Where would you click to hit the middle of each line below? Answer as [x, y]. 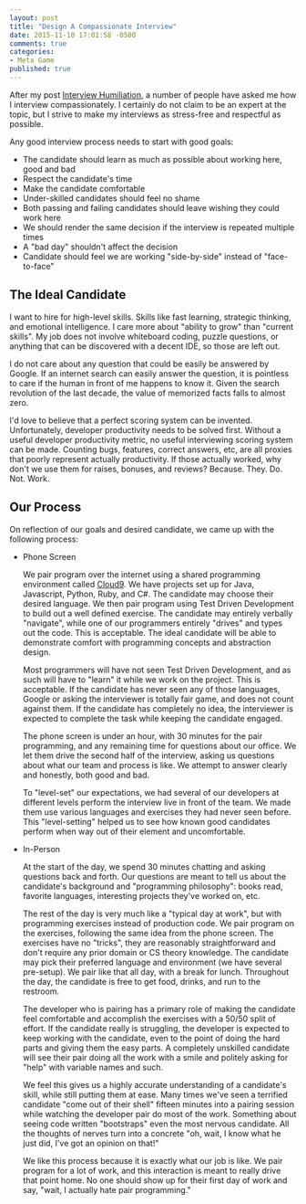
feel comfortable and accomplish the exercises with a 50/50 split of [149, 1019]
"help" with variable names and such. [93, 1067]
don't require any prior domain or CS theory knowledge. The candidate [156, 952]
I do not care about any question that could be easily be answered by [139, 364]
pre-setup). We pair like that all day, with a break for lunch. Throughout [156, 972]
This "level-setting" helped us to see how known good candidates [146, 821]
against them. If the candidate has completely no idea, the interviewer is [158, 708]
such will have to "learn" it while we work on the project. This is [142, 679]
